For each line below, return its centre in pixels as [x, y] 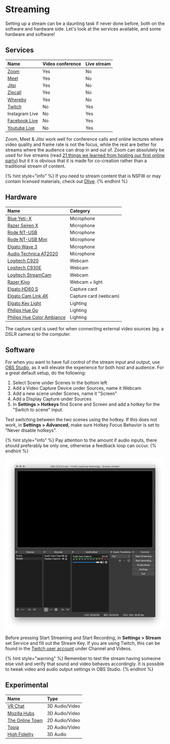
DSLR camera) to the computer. [38, 334]
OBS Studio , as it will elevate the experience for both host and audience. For [85, 367]
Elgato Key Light [24, 303]
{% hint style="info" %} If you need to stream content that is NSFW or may [83, 176]
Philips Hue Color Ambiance [36, 317]
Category [80, 211]
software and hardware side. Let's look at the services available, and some [83, 28]
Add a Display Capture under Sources [52, 399]
